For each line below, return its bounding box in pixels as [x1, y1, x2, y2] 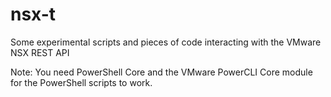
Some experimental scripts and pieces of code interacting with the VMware [10, 36, 322, 48]
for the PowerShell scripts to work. [10, 76, 153, 88]
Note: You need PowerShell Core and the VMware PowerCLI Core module [10, 66, 313, 78]
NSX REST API [10, 46, 70, 58]
